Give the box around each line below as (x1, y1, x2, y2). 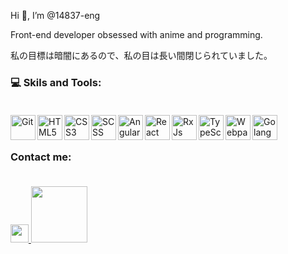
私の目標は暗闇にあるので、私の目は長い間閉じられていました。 (10, 50, 273, 61)
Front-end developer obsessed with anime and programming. (10, 29, 263, 40)
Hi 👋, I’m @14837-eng (10, 10, 101, 21)
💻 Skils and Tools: (10, 75, 102, 89)
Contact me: (10, 150, 72, 164)
